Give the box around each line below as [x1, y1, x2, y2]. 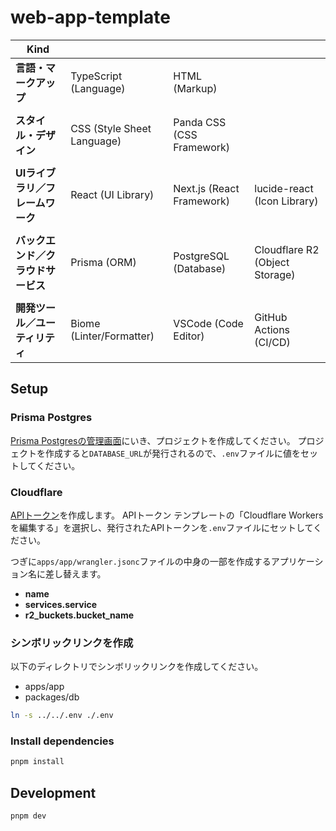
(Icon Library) [254, 194, 319, 208]
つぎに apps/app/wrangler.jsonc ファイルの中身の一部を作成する [10, 555, 272, 567]
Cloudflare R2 [254, 242, 320, 256]
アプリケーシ [270, 555, 324, 567]
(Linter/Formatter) [70, 329, 155, 343]
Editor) [173, 329, 205, 343]
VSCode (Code [173, 316, 244, 330]
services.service [24, 598, 98, 610]
